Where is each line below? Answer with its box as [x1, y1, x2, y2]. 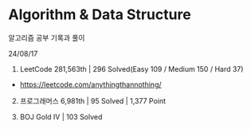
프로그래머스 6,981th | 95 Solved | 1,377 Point [19, 96, 166, 105]
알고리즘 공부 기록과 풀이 [8, 33, 85, 42]
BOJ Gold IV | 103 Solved [19, 111, 103, 121]
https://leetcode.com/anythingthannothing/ [19, 80, 162, 89]
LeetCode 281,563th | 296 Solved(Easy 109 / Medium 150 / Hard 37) [19, 64, 244, 73]
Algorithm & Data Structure [8, 6, 191, 24]
